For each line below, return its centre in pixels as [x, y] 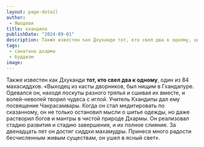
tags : [13, 46]
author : [16, 18]
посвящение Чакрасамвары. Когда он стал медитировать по [86, 105]
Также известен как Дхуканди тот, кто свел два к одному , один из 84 [98, 80]
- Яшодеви [21, 23]
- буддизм [21, 57]
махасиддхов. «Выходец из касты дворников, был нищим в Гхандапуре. [100, 86]
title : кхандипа [27, 29]
